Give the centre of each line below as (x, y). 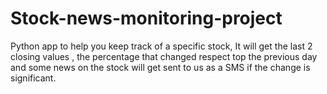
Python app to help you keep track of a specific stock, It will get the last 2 (161, 46)
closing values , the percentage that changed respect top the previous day (164, 56)
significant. (33, 78)
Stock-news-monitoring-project (146, 18)
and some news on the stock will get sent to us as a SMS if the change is (160, 67)
